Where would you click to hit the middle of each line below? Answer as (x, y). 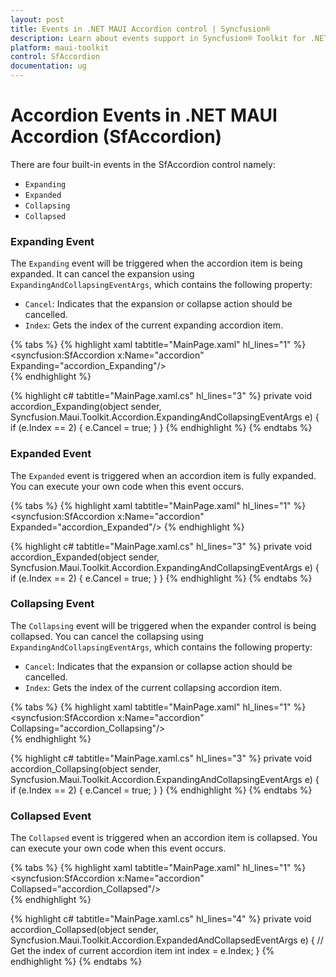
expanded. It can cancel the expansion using (102, 274)
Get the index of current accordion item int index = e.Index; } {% (142, 951)
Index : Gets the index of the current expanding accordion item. (154, 325)
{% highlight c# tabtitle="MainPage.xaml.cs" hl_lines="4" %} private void (161, 919)
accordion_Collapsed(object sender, (84, 930)
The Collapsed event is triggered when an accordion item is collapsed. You (164, 838)
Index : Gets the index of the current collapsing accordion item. (153, 687)
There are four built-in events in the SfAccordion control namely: (143, 164)
